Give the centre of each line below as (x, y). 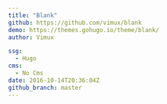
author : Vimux (31, 37)
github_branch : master (45, 88)
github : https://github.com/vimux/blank (75, 23)
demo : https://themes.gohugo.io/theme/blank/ (83, 30)
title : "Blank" (33, 15)
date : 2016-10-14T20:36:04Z (54, 80)
